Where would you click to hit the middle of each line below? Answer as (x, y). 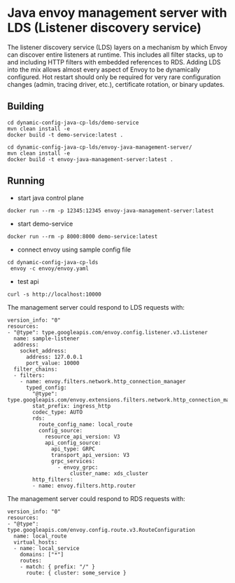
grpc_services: (73, 461)
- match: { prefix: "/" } (58, 567)
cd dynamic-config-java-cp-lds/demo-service (73, 123)
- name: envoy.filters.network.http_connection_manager (103, 381)
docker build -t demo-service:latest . (65, 135)
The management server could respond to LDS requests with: (96, 307)
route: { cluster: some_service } (76, 572)
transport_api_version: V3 (91, 455)
